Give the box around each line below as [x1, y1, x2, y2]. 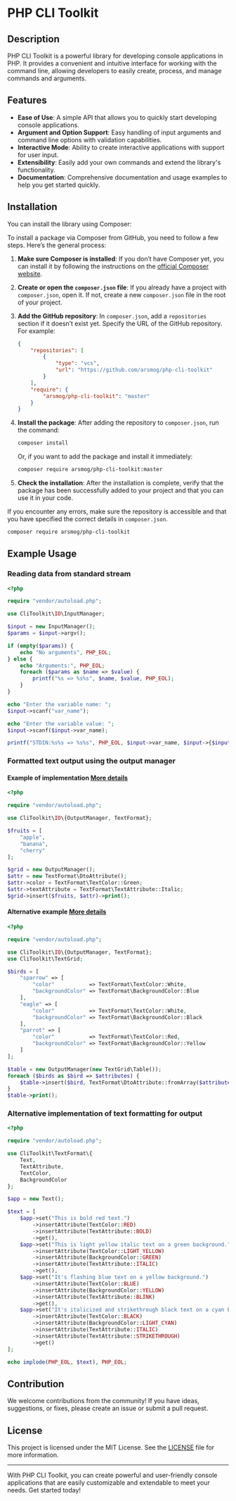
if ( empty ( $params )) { [7, 642, 74, 649]
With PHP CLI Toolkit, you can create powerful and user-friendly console [7, 1471, 218, 1480]
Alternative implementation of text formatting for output [7, 1109, 202, 1119]
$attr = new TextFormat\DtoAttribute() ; [7, 873, 128, 880]
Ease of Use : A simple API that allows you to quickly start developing [17, 113, 217, 121]
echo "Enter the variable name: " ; [7, 701, 112, 708]
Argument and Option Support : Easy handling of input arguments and [17, 128, 221, 137]
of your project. [17, 298, 63, 306]
